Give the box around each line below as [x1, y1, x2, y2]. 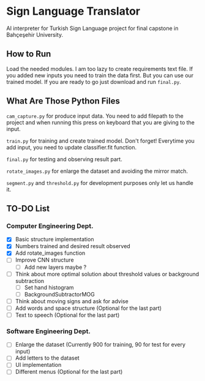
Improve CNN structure [15, 256, 75, 264]
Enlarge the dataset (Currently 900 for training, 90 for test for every [15, 341, 185, 349]
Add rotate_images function [15, 249, 86, 257]
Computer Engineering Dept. [6, 222, 94, 230]
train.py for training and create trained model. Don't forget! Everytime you [6, 137, 195, 145]
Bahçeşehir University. [6, 31, 63, 38]
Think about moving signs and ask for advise [15, 297, 129, 304]
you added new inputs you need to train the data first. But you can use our [6, 72, 194, 79]
